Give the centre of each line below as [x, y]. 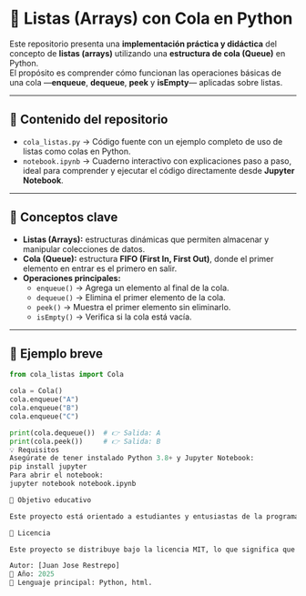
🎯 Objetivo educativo [51, 500]
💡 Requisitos [35, 450]
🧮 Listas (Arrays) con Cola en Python [151, 19]
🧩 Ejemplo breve [56, 354]
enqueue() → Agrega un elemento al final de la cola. [133, 288]
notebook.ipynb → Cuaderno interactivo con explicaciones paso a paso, [157, 161]
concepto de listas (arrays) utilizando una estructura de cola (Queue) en [148, 53]
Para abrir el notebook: [56, 475]
